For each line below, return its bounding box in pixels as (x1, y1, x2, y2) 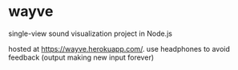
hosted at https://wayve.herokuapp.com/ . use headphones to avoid (8, 44, 231, 53)
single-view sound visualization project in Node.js (8, 29, 172, 38)
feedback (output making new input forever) (8, 52, 155, 62)
